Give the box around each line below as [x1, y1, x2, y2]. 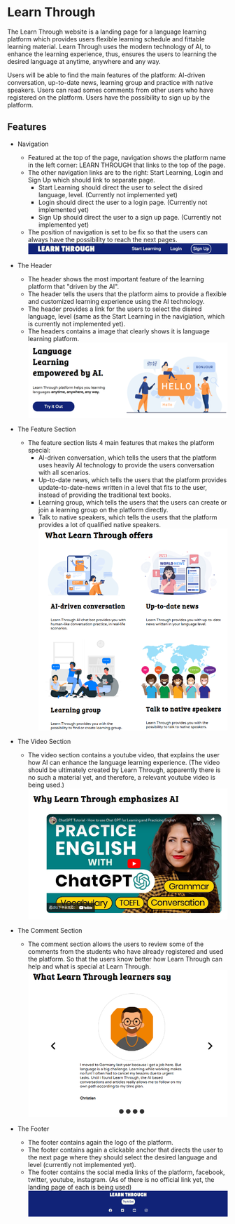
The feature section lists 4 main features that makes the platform [27, 439, 215, 447]
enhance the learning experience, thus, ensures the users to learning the [7, 50, 217, 58]
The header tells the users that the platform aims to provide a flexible [27, 289, 227, 298]
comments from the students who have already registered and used [27, 947, 224, 955]
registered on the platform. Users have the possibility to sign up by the [7, 93, 211, 102]
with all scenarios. [38, 468, 91, 477]
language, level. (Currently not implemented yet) [38, 190, 178, 199]
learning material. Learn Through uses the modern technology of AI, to [7, 42, 211, 51]
